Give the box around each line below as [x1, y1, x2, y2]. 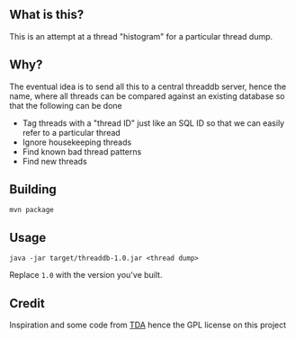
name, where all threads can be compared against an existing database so [9, 90, 285, 102]
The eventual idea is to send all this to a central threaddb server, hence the [9, 81, 287, 92]
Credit [9, 296, 45, 311]
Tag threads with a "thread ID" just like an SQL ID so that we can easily [22, 117, 285, 129]
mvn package [9, 206, 54, 215]
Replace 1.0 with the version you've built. [9, 270, 163, 281]
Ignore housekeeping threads [22, 137, 132, 147]
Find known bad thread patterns [22, 146, 142, 156]
